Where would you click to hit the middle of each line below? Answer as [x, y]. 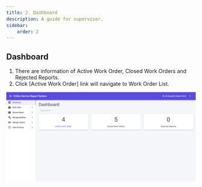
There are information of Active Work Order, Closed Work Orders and [101, 71]
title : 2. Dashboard [32, 13]
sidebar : [17, 25]
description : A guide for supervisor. [55, 19]
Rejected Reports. [37, 77]
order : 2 [28, 32]
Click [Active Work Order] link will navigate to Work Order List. [92, 84]
